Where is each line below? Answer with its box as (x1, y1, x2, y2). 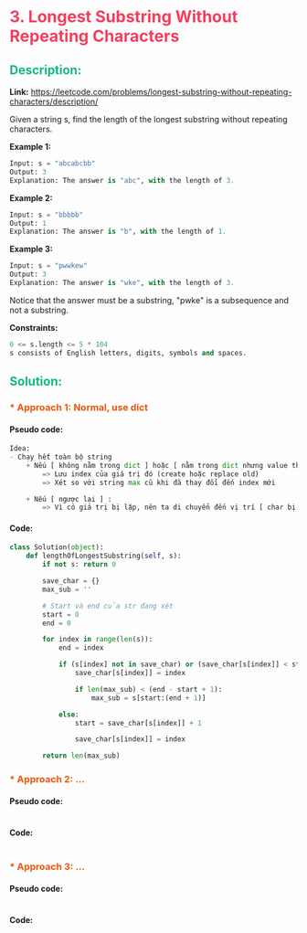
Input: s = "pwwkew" (9, 261, 89, 270)
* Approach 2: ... (9, 773, 85, 786)
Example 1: (9, 142, 52, 152)
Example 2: (9, 192, 53, 203)
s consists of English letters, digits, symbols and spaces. (9, 348, 248, 357)
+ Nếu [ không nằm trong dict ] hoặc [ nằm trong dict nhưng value (26, 461, 288, 470)
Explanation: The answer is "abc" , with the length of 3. (9, 175, 235, 185)
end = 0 (42, 619, 71, 628)
